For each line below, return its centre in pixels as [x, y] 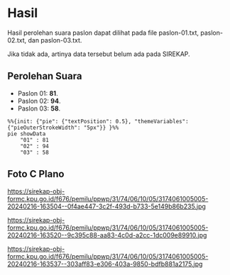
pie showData [27, 134]
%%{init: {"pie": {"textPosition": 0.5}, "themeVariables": [98, 121]
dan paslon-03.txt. [55, 40]
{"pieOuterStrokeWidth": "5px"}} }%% [63, 128]
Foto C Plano [36, 174]
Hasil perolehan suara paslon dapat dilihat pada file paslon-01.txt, [103, 33]
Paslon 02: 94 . [39, 101]
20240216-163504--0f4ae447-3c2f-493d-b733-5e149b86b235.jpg [106, 206]
